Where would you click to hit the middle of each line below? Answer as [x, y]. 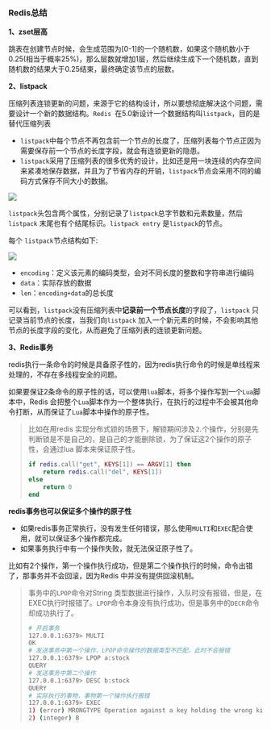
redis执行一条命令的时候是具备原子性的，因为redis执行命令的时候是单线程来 [134, 365]
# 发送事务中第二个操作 [62, 673]
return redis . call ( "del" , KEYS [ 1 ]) [103, 472]
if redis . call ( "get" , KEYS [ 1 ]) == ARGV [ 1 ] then [110, 465]
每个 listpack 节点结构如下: [53, 240]
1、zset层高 [28, 32]
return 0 [58, 487]
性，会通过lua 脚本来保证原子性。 [83, 449]
